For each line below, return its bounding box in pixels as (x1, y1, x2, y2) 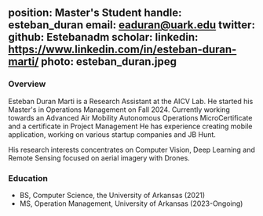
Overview (8, 78, 46, 89)
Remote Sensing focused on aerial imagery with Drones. (8, 153, 190, 163)
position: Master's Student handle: (8, 6, 182, 20)
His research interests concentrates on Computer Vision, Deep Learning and (8, 145, 255, 154)
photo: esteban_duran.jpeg (40, 55, 177, 69)
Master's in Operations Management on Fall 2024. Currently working (8, 105, 230, 114)
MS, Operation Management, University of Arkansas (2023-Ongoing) (19, 199, 243, 208)
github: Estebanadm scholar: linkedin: (8, 31, 199, 44)
